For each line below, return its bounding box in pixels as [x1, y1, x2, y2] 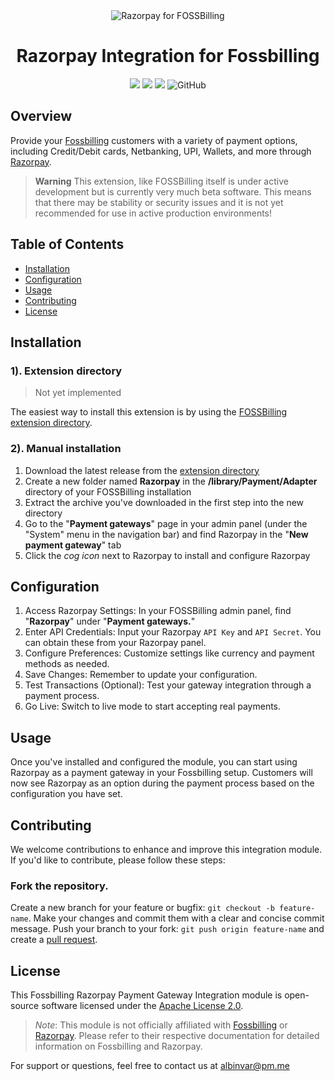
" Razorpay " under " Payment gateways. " [24, 615, 196, 628]
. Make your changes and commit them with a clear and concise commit [28, 912, 325, 924]
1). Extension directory [10, 364, 123, 378]
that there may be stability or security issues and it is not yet [34, 196, 284, 208]
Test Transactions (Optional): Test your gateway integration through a [24, 679, 312, 691]
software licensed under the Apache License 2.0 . [41, 1000, 244, 1012]
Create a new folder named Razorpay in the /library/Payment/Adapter [24, 475, 318, 487]
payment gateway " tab [24, 539, 122, 551]
